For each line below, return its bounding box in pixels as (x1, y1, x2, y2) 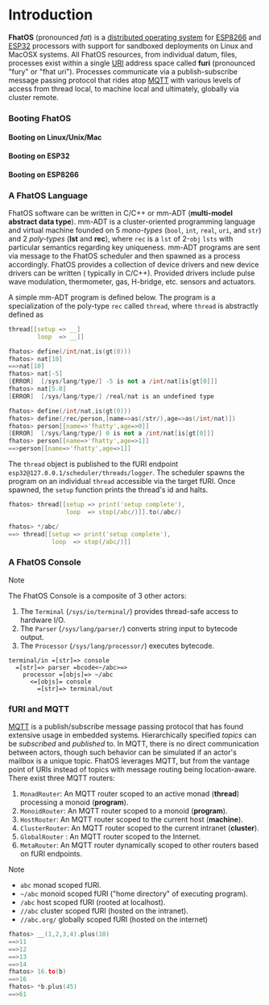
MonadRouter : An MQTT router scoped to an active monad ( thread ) (19, 789, 240, 799)
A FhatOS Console (8, 557, 82, 568)
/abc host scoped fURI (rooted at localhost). (19, 898, 166, 907)
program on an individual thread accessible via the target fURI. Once (8, 477, 236, 486)
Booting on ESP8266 (8, 170, 79, 179)
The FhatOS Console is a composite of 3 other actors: (8, 591, 187, 600)
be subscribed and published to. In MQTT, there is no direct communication (8, 739, 259, 749)
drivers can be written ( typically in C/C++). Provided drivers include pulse (8, 268, 255, 278)
